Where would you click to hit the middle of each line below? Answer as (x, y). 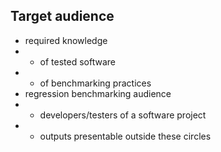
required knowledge (66, 40)
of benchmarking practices (95, 83)
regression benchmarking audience (98, 93)
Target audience (62, 16)
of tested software (78, 61)
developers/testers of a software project (123, 115)
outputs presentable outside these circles (125, 136)
